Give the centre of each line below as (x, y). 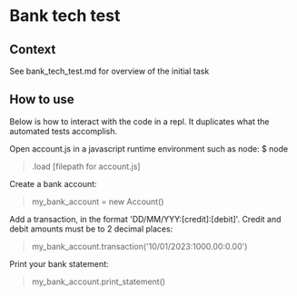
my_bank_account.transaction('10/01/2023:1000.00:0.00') (139, 246)
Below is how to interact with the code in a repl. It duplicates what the (139, 121)
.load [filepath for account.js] (86, 166)
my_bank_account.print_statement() (99, 281)
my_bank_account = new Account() (98, 202)
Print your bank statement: (59, 263)
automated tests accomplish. (64, 131)
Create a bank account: (53, 183)
